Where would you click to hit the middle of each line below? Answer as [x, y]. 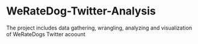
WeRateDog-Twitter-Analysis [81, 11]
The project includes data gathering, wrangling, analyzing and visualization [99, 28]
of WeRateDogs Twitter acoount [46, 34]
